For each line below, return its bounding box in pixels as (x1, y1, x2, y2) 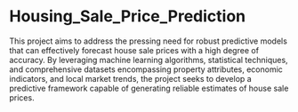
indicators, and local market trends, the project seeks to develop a (9, 73, 252, 84)
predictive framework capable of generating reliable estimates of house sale (9, 83, 289, 93)
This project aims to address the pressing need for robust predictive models (9, 36, 287, 46)
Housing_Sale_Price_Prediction (9, 6, 246, 27)
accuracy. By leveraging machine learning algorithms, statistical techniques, (9, 54, 288, 65)
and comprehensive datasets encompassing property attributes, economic (9, 64, 283, 75)
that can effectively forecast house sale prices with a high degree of (9, 44, 260, 55)
